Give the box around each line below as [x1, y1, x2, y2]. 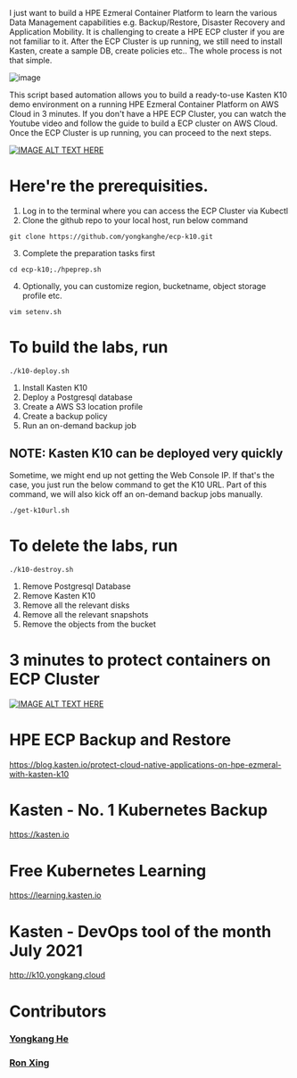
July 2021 [9, 941, 83, 960]
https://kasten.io [9, 829, 70, 840]
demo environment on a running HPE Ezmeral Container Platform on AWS [9, 99, 279, 110]
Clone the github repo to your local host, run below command [21, 214, 248, 226]
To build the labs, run [9, 337, 169, 358]
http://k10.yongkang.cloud [9, 970, 105, 981]
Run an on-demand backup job [21, 419, 136, 431]
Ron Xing [9, 1057, 50, 1069]
